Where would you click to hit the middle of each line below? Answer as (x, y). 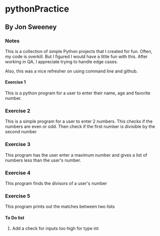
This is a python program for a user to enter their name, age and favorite (78, 93)
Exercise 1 (15, 82)
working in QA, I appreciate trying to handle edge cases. (61, 61)
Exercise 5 (18, 196)
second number (21, 132)
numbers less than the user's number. (43, 160)
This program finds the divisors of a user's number (56, 183)
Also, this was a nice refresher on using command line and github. (71, 71)
